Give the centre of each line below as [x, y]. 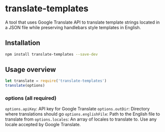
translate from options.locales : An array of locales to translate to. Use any [81, 119]
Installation [23, 43]
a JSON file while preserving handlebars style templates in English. [73, 27]
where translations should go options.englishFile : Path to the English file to [82, 114]
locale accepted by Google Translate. [43, 125]
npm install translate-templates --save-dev [51, 54]
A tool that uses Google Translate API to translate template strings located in [82, 22]
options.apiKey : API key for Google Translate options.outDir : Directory [78, 109]
